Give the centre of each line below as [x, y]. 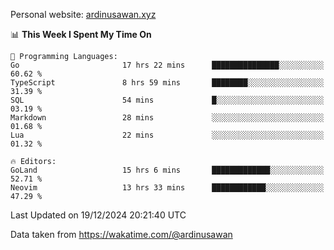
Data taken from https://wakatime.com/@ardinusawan [121, 234]
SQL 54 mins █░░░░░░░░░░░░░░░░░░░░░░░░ [167, 100]
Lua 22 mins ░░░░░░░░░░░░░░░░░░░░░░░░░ [167, 135]
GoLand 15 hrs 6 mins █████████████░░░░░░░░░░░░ [167, 170]
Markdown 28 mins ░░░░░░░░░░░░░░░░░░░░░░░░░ [167, 118]
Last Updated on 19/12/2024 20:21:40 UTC [98, 215]
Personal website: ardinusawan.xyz [83, 14]
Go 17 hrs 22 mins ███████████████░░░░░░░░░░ [167, 65]
